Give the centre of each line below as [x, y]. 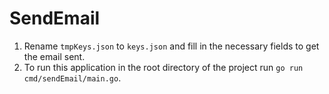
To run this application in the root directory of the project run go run [163, 67]
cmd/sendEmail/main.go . [72, 78]
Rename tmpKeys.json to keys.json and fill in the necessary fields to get [171, 46]
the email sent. [54, 56]
